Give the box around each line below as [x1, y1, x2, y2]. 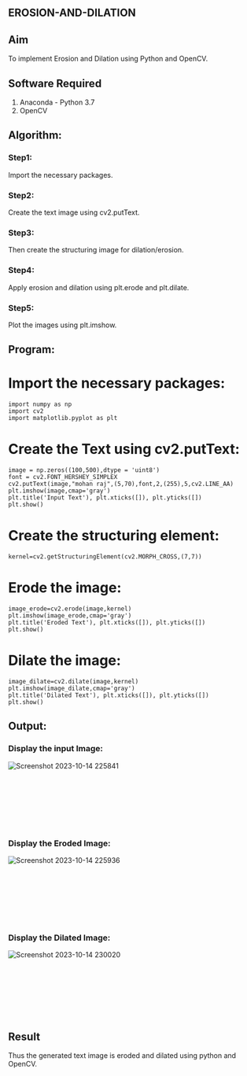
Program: [8, 343, 55, 356]
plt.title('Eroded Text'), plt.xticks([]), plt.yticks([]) [8, 619, 206, 627]
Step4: [8, 265, 35, 276]
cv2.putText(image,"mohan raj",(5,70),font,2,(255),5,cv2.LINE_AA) [8, 480, 234, 488]
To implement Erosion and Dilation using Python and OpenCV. [8, 54, 208, 64]
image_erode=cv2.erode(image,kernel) [8, 605, 132, 613]
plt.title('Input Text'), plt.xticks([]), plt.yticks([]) [8, 494, 202, 502]
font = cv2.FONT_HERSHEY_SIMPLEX [8, 474, 118, 481]
